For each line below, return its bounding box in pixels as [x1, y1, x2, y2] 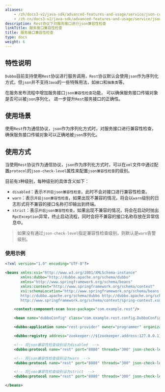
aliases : [5, 7, 23, 12]
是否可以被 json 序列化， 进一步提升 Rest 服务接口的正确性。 [5, 96, 123, 102]
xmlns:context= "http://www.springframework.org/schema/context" [20, 284, 155, 289]
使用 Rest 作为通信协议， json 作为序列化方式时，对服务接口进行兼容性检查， [5, 125, 156, 131]
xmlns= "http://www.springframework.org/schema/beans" [20, 279, 133, 284]
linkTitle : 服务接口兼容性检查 [5, 26, 62, 31]
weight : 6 [5, 39, 26, 44]
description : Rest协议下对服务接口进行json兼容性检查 [5, 21, 107, 26]
